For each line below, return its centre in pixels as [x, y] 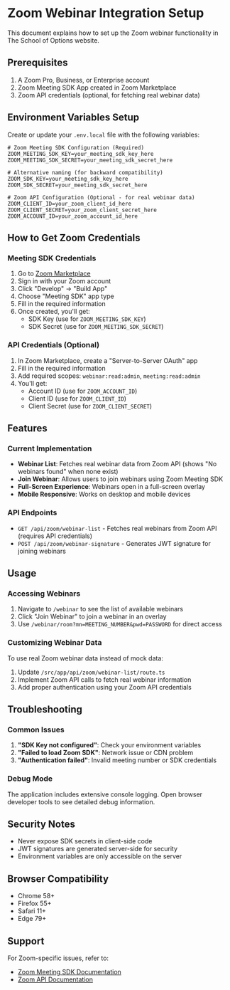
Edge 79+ [32, 919]
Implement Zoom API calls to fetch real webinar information [104, 679]
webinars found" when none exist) [68, 472]
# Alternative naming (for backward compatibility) [85, 172]
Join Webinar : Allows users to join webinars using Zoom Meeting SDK [120, 479]
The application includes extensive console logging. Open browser [105, 794]
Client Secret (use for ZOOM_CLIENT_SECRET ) [90, 406]
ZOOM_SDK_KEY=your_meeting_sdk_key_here [68, 179]
